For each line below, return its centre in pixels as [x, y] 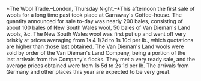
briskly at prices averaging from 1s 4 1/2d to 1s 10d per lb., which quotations [100, 40]
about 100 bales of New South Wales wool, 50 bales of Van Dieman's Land [98, 27]
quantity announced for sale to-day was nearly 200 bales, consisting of [94, 21]
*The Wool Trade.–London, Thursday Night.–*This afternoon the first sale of [100, 9]
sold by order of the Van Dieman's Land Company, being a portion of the [96, 53]
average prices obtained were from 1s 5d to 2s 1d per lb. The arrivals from [97, 66]
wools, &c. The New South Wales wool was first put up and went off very [96, 34]
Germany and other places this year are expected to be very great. [88, 72]
